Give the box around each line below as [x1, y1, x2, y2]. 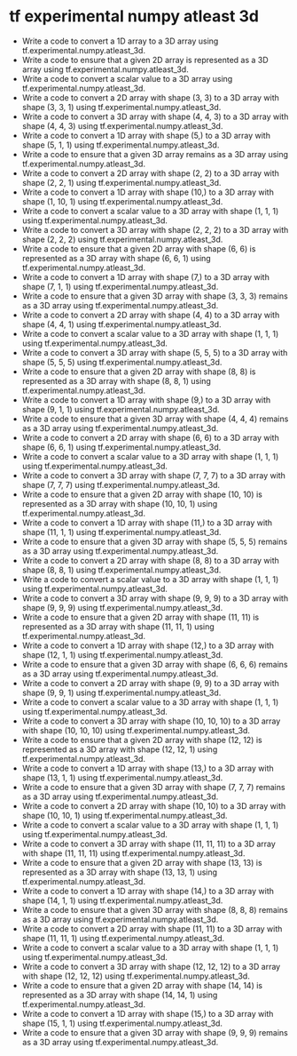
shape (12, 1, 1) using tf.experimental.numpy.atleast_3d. [21, 649, 223, 660]
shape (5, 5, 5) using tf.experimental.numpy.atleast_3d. [21, 356, 223, 367]
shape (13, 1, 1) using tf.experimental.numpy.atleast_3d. [21, 772, 223, 783]
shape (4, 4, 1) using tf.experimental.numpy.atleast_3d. [21, 318, 222, 330]
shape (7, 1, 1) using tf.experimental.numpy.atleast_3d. [21, 281, 219, 292]
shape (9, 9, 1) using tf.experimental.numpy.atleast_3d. [21, 687, 222, 698]
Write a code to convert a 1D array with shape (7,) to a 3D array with [21, 271, 270, 282]
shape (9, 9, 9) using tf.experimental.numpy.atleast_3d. [21, 602, 223, 612]
